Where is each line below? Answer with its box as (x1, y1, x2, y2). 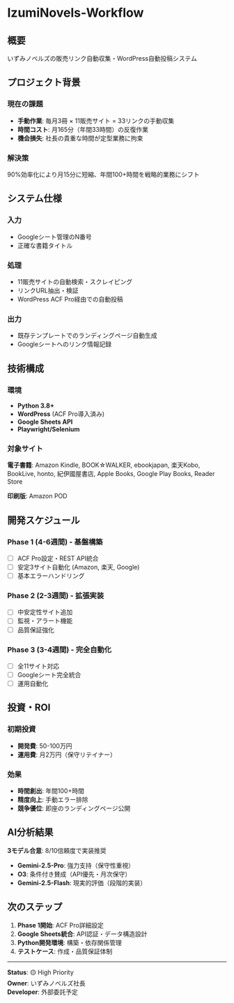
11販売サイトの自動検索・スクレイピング (17, 277, 133, 285)
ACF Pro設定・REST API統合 (17, 553, 99, 563)
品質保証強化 (17, 625, 54, 634)
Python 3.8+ (17, 401, 54, 410)
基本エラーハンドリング (17, 572, 85, 580)
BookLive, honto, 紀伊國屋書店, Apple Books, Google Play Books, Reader (7, 470, 215, 478)
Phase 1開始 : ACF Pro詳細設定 (17, 921, 104, 929)
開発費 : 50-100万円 (17, 741, 72, 750)
